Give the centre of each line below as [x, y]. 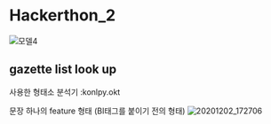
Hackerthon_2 [63, 15]
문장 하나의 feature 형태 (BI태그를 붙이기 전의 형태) [97, 111]
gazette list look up [63, 70]
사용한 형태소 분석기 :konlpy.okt [65, 92]
